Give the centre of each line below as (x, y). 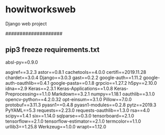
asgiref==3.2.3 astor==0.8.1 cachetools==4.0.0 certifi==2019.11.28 (76, 72)
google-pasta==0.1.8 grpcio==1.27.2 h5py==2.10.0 (104, 83)
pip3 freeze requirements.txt (52, 50)
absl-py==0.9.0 (22, 62)
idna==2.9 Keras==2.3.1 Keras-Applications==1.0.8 (59, 88)
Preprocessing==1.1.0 (28, 94)
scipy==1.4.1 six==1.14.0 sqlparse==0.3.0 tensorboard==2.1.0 (70, 115)
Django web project (26, 24)
